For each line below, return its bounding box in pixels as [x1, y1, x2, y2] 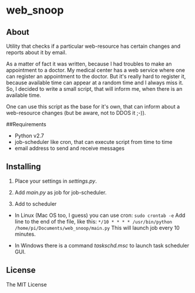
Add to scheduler [14, 200, 57, 207]
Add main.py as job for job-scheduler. [14, 189, 107, 196]
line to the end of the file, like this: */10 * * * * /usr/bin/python [14, 218, 173, 225]
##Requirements [6, 121, 47, 127]
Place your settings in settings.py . [14, 177, 97, 185]
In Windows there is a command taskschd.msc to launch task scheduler [14, 242, 190, 249]
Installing [6, 162, 41, 172]
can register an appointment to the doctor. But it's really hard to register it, [6, 73, 186, 80]
